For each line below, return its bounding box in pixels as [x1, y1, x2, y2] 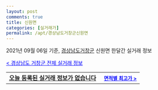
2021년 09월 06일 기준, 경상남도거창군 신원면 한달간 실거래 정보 [6, 47, 152, 54]
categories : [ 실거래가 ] [6, 25, 60, 31]
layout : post [6, 8, 38, 15]
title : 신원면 [6, 19, 37, 25]
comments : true [6, 14, 43, 20]
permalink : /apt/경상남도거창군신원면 [6, 30, 88, 36]
